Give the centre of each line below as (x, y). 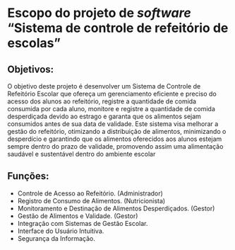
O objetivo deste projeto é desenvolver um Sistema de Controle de (104, 86)
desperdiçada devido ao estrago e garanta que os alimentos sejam (104, 116)
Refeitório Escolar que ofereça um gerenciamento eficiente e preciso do (112, 94)
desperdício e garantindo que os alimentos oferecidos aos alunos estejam (115, 139)
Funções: (28, 176)
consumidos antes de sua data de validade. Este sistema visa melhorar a (113, 124)
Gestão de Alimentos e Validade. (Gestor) (78, 216)
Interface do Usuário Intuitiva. (61, 231)
